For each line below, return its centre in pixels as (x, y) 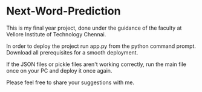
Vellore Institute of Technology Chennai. (56, 34)
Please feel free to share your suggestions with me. (70, 82)
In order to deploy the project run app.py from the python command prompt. (101, 46)
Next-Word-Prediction (64, 11)
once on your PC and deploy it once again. (59, 70)
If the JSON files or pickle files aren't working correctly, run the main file (96, 64)
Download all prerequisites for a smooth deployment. (72, 52)
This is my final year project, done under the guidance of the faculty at (94, 28)
